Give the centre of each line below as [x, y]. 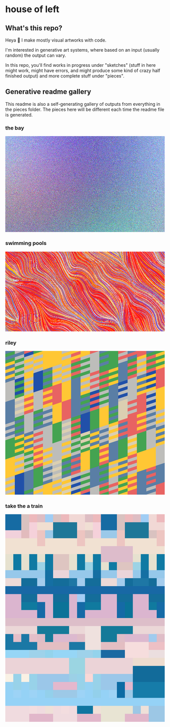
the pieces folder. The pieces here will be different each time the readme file [85, 109]
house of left [32, 9]
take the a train [24, 506]
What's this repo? [34, 28]
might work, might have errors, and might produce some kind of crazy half [83, 70]
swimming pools [26, 243]
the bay [15, 128]
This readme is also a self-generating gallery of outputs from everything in [83, 104]
